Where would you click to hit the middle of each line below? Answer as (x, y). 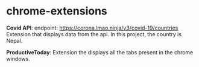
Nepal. (14, 40)
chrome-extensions (57, 11)
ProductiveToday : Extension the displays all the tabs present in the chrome (100, 52)
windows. (18, 59)
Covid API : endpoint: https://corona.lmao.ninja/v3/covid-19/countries (92, 28)
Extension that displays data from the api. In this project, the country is (94, 34)
